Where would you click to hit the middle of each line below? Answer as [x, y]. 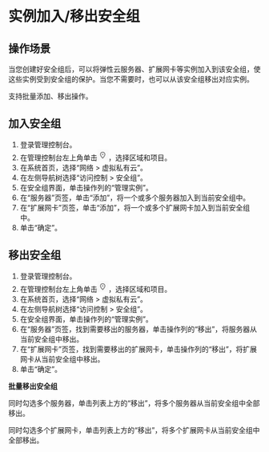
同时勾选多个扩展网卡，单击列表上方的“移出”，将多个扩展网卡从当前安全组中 [134, 430]
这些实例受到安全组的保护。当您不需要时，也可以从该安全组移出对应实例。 [131, 79]
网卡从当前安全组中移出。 [62, 359]
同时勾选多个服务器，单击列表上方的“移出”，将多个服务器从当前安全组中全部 [134, 403]
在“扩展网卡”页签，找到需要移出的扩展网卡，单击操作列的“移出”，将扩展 [139, 349]
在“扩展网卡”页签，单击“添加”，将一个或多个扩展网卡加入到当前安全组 [135, 207]
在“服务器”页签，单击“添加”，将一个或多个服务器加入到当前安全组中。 [135, 198]
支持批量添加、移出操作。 [50, 96]
